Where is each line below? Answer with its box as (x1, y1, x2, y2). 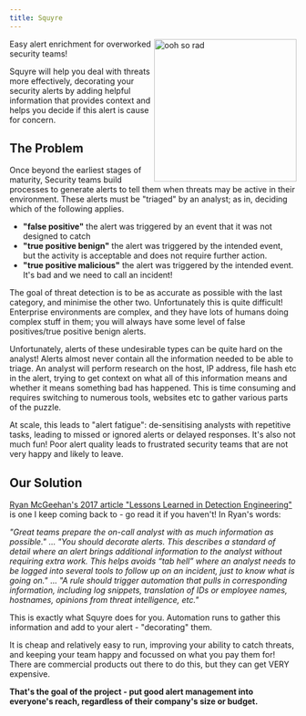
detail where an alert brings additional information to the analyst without (9, 546, 282, 557)
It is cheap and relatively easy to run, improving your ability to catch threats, (9, 639, 294, 650)
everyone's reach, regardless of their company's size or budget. (9, 696, 259, 707)
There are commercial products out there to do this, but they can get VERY (9, 659, 290, 670)
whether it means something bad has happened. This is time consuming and (9, 382, 296, 393)
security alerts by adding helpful (9, 85, 131, 96)
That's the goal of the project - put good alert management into (9, 686, 254, 698)
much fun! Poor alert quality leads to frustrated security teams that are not (9, 439, 289, 450)
